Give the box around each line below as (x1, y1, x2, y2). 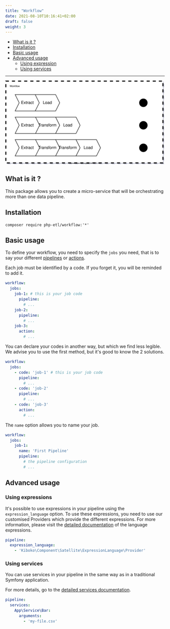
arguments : (18, 613, 42, 619)
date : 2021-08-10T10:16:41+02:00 (5, 13, 76, 19)
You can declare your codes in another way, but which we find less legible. (5, 343, 161, 350)
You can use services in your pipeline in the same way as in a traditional (5, 572, 155, 578)
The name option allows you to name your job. (5, 422, 100, 428)
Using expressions (5, 494, 52, 501)
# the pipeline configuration (23, 459, 87, 465)
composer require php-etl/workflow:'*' (5, 222, 90, 227)
